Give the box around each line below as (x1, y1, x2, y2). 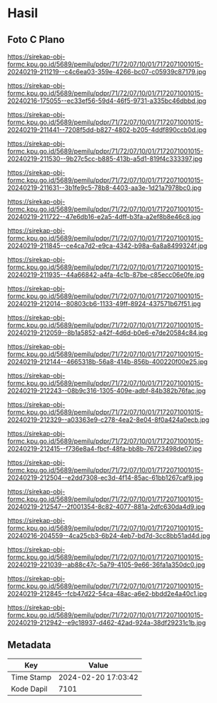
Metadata (7, 639, 51, 651)
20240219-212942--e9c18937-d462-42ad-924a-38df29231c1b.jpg (7, 619, 206, 627)
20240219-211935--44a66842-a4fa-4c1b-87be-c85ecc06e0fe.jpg (7, 270, 205, 279)
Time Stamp (11, 672, 52, 682)
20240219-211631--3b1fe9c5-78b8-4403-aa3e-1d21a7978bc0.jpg (7, 183, 202, 192)
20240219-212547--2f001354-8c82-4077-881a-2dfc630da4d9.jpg (7, 502, 206, 511)
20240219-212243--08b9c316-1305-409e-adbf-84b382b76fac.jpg (7, 387, 206, 395)
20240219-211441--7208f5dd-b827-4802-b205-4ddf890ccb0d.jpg (7, 126, 207, 133)
